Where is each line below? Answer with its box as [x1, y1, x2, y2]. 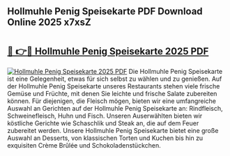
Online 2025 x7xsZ [7, 17, 92, 29]
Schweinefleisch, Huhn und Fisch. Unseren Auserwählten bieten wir [7, 111, 203, 120]
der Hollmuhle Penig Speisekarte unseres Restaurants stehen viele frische [7, 82, 220, 90]
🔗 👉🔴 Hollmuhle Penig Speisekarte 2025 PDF [7, 45, 209, 57]
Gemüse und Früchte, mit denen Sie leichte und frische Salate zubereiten [7, 90, 217, 97]
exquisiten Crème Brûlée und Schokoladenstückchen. [7, 141, 162, 149]
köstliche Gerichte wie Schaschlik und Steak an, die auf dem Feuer [7, 119, 199, 127]
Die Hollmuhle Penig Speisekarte [128, 68, 223, 75]
